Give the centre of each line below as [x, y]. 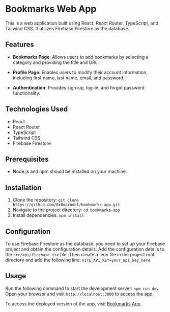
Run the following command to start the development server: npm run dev [82, 288]
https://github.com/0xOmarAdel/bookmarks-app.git [66, 205]
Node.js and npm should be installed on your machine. [70, 171]
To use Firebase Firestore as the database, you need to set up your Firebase [85, 244]
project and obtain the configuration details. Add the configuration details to [85, 249]
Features [20, 45]
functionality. [26, 93]
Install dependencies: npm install [48, 215]
